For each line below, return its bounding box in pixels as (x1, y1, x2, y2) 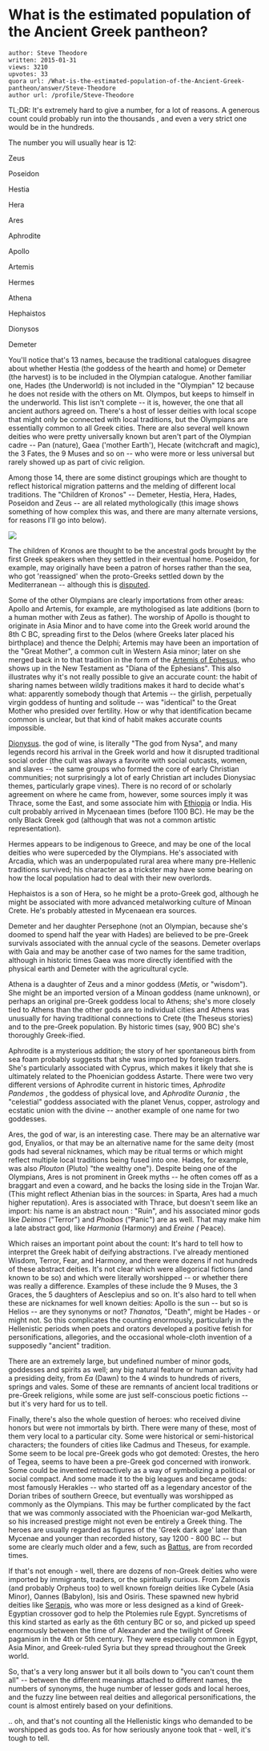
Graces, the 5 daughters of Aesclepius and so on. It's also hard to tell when (8, 1290, 256, 1299)
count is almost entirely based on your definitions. (8, 1701, 174, 1710)
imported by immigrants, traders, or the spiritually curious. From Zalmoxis (8, 1574, 251, 1584)
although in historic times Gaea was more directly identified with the (8, 955, 233, 964)
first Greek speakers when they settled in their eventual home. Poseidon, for (8, 554, 259, 564)
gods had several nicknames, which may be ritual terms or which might (8, 1146, 243, 1156)
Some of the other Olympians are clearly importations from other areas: (8, 595, 244, 605)
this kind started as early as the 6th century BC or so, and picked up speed (8, 1616, 256, 1627)
